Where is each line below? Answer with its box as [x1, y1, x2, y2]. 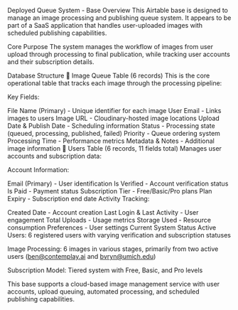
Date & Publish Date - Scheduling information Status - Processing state [7, 122, 215, 130]
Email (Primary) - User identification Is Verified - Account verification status [7, 179, 229, 188]
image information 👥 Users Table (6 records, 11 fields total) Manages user [7, 144, 222, 152]
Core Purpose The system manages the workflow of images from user [7, 43, 213, 50]
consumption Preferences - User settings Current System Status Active [7, 223, 217, 232]
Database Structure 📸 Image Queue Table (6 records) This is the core [7, 71, 210, 80]
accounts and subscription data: [7, 152, 102, 160]
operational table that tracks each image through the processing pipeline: [7, 79, 222, 87]
